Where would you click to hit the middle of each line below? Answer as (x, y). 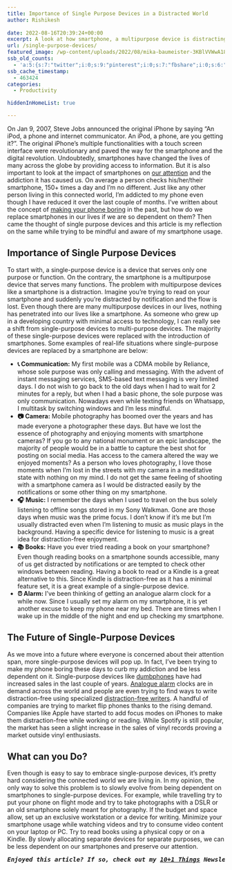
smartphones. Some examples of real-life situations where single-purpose (113, 343)
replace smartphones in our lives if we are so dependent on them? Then (109, 217)
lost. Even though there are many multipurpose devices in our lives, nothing (115, 306)
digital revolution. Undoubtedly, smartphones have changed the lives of (109, 158)
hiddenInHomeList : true (41, 103)
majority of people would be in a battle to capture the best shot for (112, 448)
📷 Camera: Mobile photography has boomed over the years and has (115, 416)
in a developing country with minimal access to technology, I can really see (114, 321)
